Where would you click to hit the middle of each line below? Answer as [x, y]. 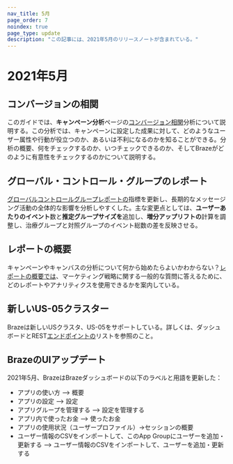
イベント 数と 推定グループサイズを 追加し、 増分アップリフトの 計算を [123, 216]
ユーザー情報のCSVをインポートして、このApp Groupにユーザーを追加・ [121, 436]
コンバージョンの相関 [53, 104]
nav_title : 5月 [29, 14]
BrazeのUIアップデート [57, 359]
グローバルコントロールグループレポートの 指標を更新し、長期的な [102, 199]
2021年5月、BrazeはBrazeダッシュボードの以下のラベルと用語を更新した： [115, 378]
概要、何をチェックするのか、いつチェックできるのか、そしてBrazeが [119, 148]
